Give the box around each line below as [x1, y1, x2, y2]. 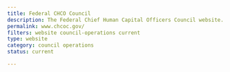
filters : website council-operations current [7, 29, 140, 36]
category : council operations [7, 42, 95, 49]
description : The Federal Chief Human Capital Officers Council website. [7, 16, 224, 23]
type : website [7, 36, 48, 43]
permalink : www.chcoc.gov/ [7, 23, 85, 29]
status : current [7, 49, 54, 56]
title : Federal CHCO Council [7, 10, 91, 17]
